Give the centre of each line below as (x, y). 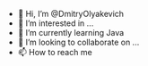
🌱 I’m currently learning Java (71, 33)
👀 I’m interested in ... (56, 23)
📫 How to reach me (55, 52)
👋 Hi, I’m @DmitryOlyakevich (70, 14)
